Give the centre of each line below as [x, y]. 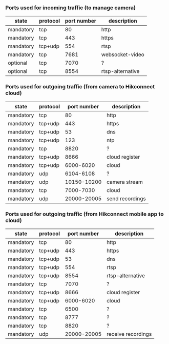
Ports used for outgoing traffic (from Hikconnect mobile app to [84, 214]
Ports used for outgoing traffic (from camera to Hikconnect [80, 87]
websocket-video [123, 54]
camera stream [125, 182]
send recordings [126, 198]
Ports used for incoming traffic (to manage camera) [70, 8]
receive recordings [129, 334]
